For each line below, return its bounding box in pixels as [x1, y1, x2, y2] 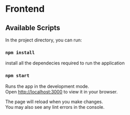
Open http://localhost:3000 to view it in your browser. [5, 88, 118, 95]
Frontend [5, 3, 45, 15]
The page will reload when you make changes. [5, 98, 103, 105]
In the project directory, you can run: [5, 37, 82, 43]
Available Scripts [5, 24, 60, 32]
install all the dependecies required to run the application [5, 60, 125, 66]
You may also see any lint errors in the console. [5, 104, 105, 110]
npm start [5, 73, 30, 79]
